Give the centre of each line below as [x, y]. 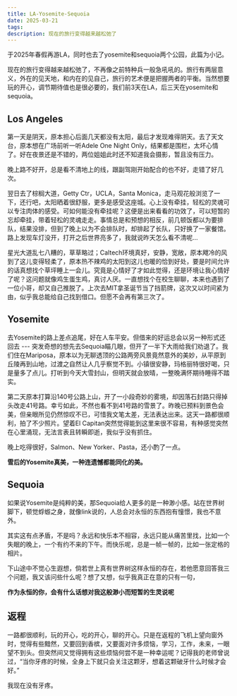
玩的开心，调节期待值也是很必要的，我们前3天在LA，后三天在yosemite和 [113, 87]
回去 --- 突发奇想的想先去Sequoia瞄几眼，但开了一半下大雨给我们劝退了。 [115, 346]
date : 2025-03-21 [33, 21]
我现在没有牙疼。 [32, 685]
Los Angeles [35, 118]
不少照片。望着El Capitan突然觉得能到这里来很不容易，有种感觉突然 [130, 423]
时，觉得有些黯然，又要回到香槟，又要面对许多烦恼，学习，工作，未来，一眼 [119, 644]
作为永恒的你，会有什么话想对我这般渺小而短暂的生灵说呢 [91, 592]
